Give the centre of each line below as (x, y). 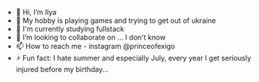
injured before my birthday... (62, 69)
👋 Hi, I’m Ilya (36, 12)
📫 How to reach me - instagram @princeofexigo (95, 46)
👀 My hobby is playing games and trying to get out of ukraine (116, 20)
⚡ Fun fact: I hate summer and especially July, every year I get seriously (133, 58)
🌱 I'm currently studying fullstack (70, 29)
